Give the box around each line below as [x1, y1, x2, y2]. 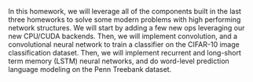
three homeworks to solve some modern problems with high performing [8, 15, 241, 24]
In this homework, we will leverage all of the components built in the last [8, 7, 242, 16]
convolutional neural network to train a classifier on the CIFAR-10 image [8, 40, 240, 49]
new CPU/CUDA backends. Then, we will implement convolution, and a [8, 31, 238, 41]
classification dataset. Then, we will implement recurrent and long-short [8, 48, 242, 57]
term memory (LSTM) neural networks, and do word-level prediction [8, 56, 229, 66]
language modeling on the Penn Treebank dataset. [8, 65, 172, 73]
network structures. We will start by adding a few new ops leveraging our [8, 23, 245, 32]
